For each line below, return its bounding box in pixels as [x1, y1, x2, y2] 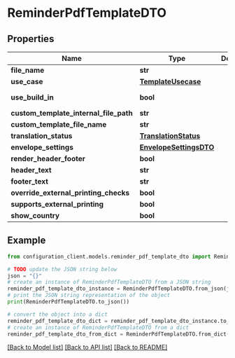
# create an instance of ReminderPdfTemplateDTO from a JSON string [7, 279, 211, 286]
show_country [10, 211, 60, 220]
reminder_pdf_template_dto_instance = [7, 285, 120, 292]
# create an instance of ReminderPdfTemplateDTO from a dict [7, 324, 190, 331]
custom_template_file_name [10, 120, 107, 129]
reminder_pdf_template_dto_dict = [7, 317, 108, 324]
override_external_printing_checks [10, 188, 130, 198]
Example [7, 235, 46, 247]
